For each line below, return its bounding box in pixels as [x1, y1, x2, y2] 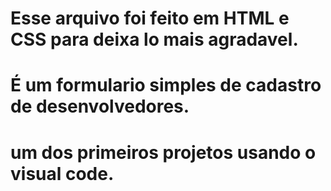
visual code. [10, 162, 115, 185]
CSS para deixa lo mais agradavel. [10, 28, 299, 51]
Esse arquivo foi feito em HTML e [10, 7, 290, 30]
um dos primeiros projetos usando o [10, 141, 317, 164]
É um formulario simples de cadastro [10, 74, 322, 97]
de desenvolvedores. [10, 95, 190, 118]
